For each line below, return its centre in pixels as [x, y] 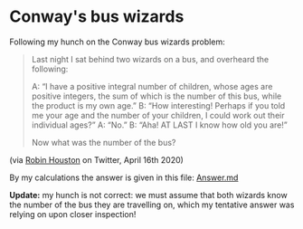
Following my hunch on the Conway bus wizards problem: [117, 42]
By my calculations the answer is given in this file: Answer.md [124, 177]
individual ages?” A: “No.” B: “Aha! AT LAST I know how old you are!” [159, 125]
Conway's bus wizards [97, 17]
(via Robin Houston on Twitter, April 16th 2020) [96, 159]
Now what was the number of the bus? [104, 142]
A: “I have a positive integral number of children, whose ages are [152, 86]
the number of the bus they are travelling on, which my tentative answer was [152, 205]
